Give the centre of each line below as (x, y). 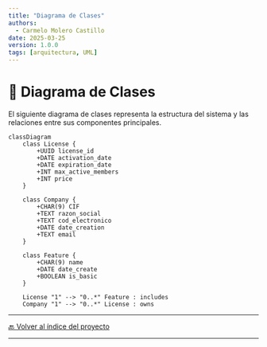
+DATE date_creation (71, 228)
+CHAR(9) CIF (58, 207)
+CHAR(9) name (60, 262)
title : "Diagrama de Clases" (56, 16)
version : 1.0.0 (33, 45)
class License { (50, 144)
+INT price (55, 179)
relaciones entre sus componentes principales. (85, 122)
